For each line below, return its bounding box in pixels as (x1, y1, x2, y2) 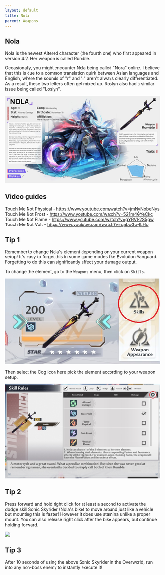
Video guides (5, 192, 47, 201)
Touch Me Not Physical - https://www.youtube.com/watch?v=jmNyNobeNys (5, 206, 160, 212)
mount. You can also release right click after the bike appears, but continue (5, 516, 157, 522)
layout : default (5, 8, 38, 13)
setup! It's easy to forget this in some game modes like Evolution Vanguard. (5, 254, 158, 260)
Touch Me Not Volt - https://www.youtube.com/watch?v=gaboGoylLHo (5, 222, 149, 227)
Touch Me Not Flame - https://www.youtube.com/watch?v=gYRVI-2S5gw (5, 216, 154, 222)
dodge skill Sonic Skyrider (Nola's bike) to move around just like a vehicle (5, 506, 154, 512)
